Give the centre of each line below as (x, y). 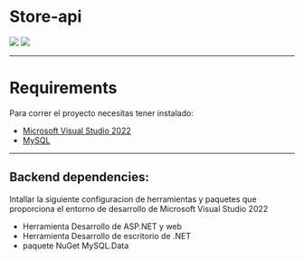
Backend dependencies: (79, 177)
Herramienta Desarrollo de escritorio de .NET (107, 236)
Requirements (63, 88)
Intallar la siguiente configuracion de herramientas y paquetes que (133, 199)
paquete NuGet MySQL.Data (76, 246)
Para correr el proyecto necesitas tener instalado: (102, 113)
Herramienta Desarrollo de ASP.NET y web (102, 226)
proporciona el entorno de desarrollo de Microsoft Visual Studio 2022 (139, 208)
